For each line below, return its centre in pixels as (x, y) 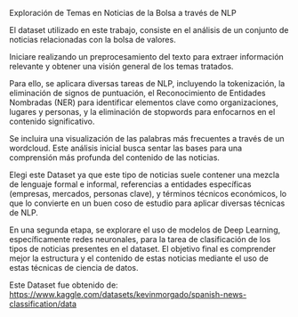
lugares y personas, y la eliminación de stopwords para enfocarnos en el (142, 112)
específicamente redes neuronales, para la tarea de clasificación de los (140, 239)
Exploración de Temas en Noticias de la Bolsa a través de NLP (123, 13)
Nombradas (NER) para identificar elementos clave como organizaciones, (144, 102)
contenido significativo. (52, 121)
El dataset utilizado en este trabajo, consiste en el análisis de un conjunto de (149, 30)
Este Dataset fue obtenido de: (64, 285)
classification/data (43, 304)
